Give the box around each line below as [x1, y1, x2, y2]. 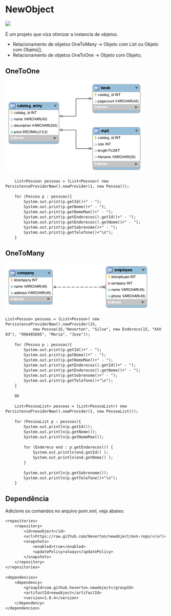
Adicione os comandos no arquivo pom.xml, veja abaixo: [5, 508, 124, 514]
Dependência [5, 494, 49, 503]
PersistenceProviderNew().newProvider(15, [5, 322, 97, 327]
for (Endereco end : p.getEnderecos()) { [24, 445, 114, 450]
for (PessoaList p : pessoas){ [14, 419, 81, 424]
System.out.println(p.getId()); [24, 424, 93, 429]
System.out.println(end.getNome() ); [32, 455, 114, 460]
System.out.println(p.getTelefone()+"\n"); [24, 475, 118, 481]
